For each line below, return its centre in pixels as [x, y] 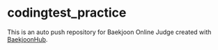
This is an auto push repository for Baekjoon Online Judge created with [109, 32]
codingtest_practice [67, 13]
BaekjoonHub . [28, 39]
